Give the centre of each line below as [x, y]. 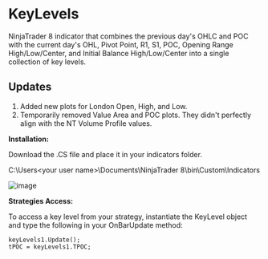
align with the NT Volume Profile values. [86, 123]
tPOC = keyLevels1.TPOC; [50, 247]
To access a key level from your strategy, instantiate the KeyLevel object [128, 217]
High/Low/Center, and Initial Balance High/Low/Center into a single [119, 53]
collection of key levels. [47, 62]
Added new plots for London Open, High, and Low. [104, 106]
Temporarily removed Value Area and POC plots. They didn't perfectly [135, 115]
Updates [30, 87]
